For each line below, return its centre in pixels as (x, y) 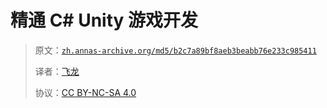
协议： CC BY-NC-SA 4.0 (85, 92)
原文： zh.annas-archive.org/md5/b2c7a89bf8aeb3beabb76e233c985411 (175, 50)
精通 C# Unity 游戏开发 (104, 20)
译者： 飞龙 (57, 71)
